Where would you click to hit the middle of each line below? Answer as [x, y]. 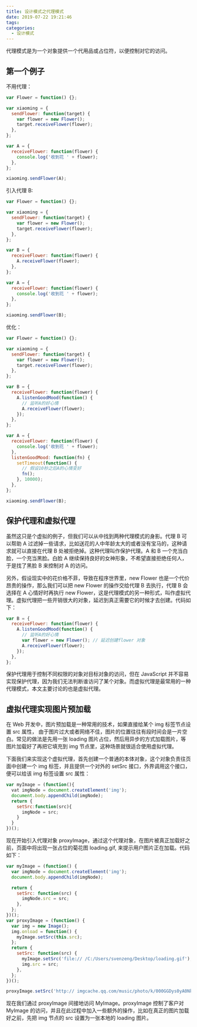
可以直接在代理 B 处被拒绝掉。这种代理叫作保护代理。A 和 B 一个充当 [99, 551]
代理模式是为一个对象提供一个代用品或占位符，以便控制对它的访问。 [88, 51]
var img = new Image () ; [40, 926]
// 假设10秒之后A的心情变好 [51, 469]
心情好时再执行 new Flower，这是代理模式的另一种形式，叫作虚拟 [107, 593]
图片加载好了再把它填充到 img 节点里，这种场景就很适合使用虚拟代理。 [92, 747]
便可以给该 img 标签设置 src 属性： [48, 774]
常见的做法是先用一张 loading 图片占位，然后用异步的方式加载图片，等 [101, 739]
